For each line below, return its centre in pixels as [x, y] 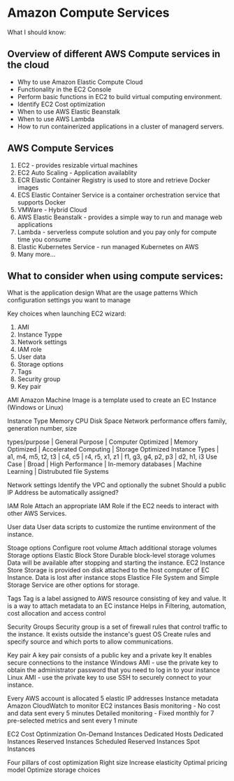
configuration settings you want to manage [69, 300]
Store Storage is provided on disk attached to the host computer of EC [108, 570]
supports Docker [42, 202]
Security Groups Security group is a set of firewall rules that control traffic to [117, 627]
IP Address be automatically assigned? [63, 493]
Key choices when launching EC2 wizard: [67, 314]
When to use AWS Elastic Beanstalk [68, 111]
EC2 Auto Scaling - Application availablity [77, 172]
